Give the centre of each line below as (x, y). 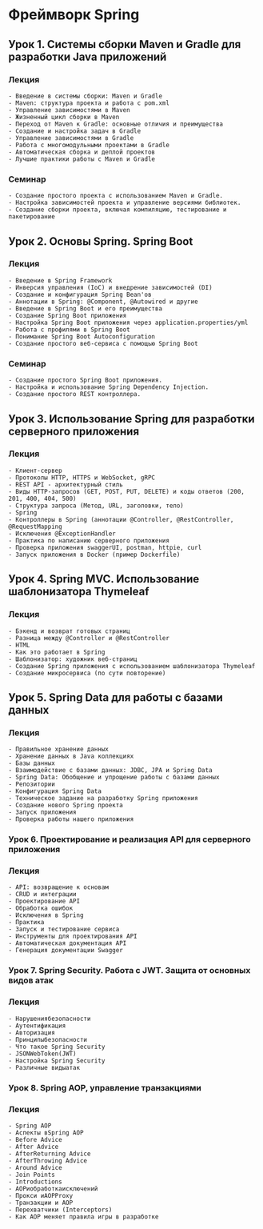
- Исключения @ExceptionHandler (62, 534)
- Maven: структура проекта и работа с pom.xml (89, 103)
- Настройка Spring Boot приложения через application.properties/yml (128, 322)
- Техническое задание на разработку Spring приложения (103, 799)
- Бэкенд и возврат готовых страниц (69, 631)
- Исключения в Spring (46, 915)
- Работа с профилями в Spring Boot (69, 330)
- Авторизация (32, 1033)
